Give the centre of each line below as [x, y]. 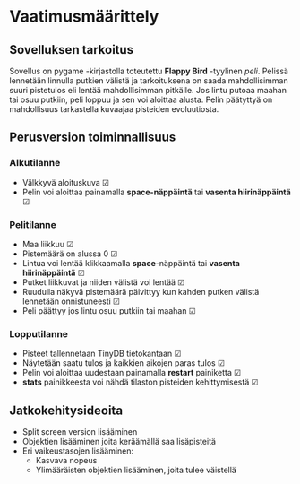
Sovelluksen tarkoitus [72, 50]
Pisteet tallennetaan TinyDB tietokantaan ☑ [102, 354]
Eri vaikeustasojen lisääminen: [78, 451]
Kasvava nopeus [66, 461]
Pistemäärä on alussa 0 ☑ [70, 254]
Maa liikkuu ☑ [48, 244]
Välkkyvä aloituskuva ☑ [66, 182]
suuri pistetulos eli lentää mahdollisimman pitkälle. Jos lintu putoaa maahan [148, 90]
